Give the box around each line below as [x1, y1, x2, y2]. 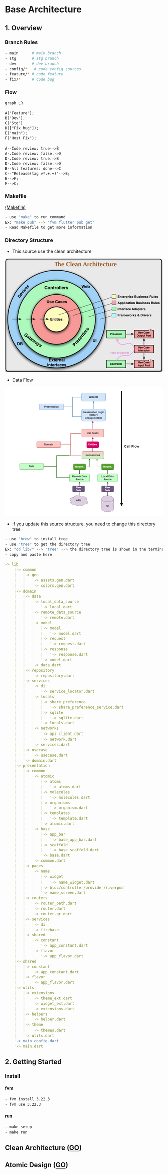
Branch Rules [5, 39, 38, 46]
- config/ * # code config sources [5, 66, 81, 71]
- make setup [5, 1125, 32, 1130]
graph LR [5, 101, 23, 106]
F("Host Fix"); [5, 136, 37, 141]
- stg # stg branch [5, 56, 59, 61]
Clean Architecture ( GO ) [5, 1144, 82, 1152]
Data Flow [12, 377, 33, 383]
